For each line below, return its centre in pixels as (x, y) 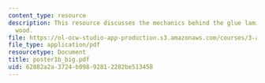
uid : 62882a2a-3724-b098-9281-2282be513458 (81, 67)
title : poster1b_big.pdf (49, 60)
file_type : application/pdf (54, 45)
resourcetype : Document (47, 52)
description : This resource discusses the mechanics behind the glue (125, 23)
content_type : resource (47, 15)
